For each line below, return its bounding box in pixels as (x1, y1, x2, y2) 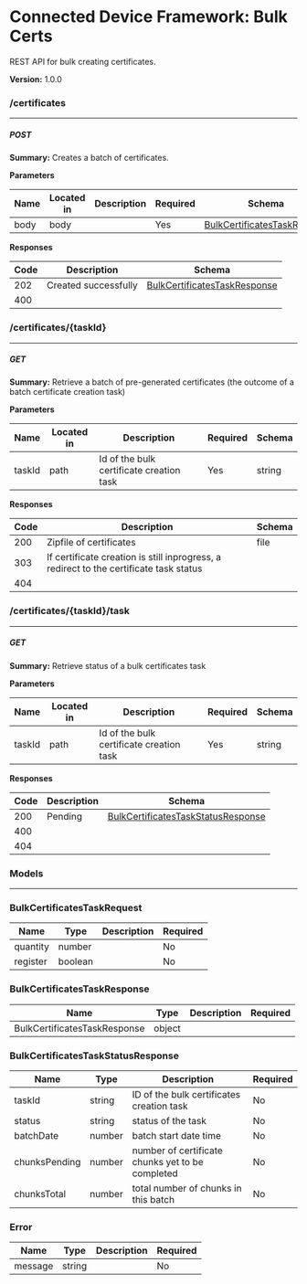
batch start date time (132, 1129, 222, 1141)
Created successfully (47, 279, 139, 292)
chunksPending (14, 1155, 81, 1168)
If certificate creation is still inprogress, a (47, 551, 222, 564)
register (14, 955, 48, 968)
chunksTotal (14, 1187, 67, 1200)
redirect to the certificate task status (47, 562, 203, 575)
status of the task (132, 1114, 207, 1127)
